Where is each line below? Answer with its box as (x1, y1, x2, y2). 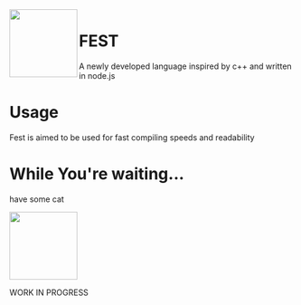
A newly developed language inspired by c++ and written (79, 61, 292, 71)
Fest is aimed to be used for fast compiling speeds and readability (9, 131, 255, 143)
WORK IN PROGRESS (9, 287, 89, 298)
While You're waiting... (9, 164, 185, 185)
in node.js (79, 70, 116, 81)
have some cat (9, 194, 65, 205)
